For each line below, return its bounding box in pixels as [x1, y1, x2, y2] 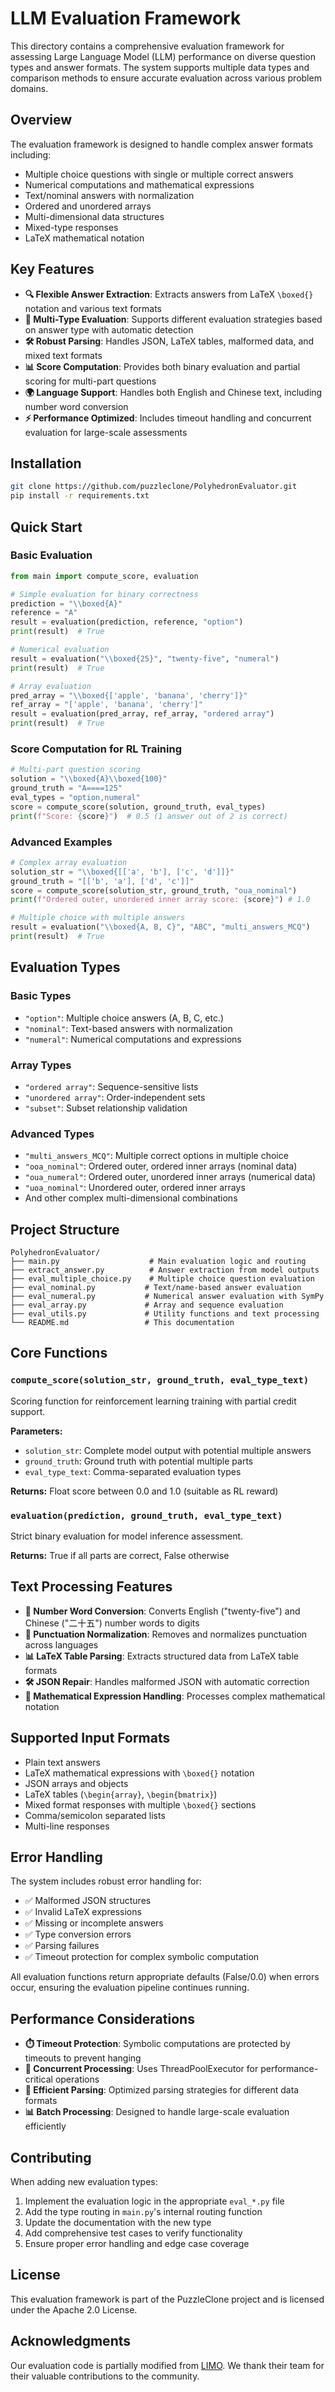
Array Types [10, 1058, 72, 1072]
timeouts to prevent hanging [24, 2052, 142, 2064]
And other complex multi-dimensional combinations [24, 1192, 238, 1204]
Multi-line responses [24, 1820, 110, 1832]
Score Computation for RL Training [10, 742, 182, 756]
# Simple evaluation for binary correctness [10, 589, 199, 599]
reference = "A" [10, 608, 78, 618]
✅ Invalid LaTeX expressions [24, 1906, 142, 1918]
